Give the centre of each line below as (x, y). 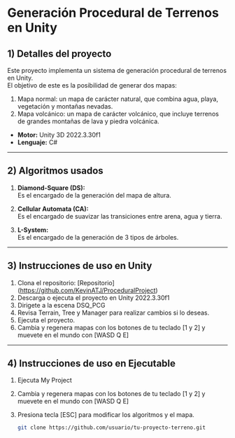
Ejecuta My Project (44, 381)
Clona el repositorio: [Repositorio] (66, 282)
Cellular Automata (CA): (53, 209)
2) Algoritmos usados (55, 171)
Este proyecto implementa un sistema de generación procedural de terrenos (117, 70)
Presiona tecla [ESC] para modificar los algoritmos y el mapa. (106, 415)
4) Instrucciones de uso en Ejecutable (92, 363)
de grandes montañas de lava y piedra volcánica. (88, 121)
